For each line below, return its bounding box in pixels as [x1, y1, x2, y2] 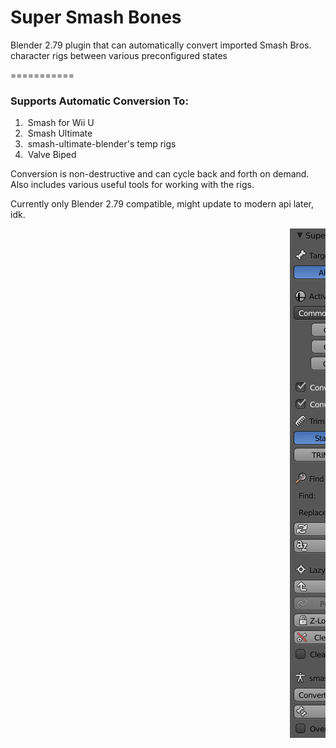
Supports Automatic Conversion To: [10, 94, 189, 108]
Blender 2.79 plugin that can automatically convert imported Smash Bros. [10, 39, 312, 51]
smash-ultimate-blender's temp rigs [27, 138, 177, 150]
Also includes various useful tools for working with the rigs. [10, 179, 255, 191]
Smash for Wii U [27, 117, 95, 129]
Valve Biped [27, 149, 77, 161]
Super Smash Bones [10, 6, 182, 29]
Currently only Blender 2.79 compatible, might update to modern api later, [10, 198, 315, 210]
